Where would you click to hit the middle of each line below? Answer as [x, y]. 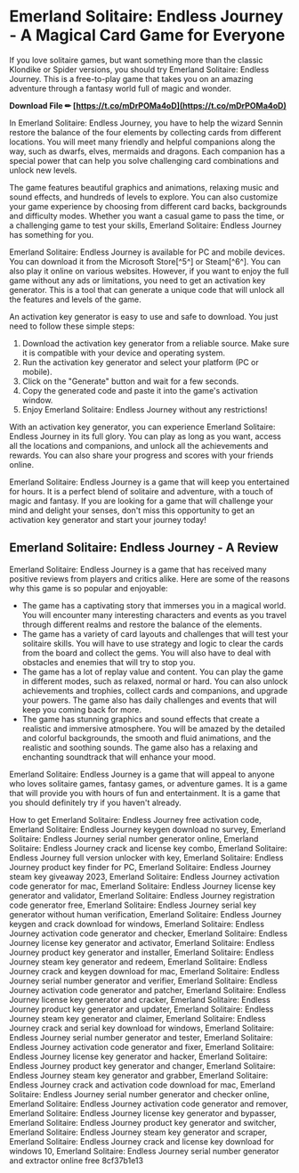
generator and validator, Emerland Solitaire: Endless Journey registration [142, 895]
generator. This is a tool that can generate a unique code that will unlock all [147, 289]
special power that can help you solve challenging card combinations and [144, 160]
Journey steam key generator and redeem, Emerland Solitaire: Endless [138, 961]
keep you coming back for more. [82, 709]
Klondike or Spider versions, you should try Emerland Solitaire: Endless [139, 69]
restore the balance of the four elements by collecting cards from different [145, 132]
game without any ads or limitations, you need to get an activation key [137, 280]
